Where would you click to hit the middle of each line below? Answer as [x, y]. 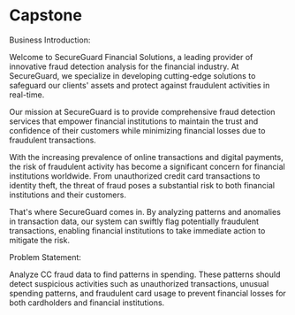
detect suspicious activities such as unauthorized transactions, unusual [139, 283]
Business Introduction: [50, 40]
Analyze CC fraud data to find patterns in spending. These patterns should [145, 274]
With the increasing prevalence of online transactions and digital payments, [147, 157]
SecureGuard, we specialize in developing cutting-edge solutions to [132, 75]
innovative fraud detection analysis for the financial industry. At [124, 66]
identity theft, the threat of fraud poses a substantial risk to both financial [142, 185]
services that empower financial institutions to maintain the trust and [134, 121]
